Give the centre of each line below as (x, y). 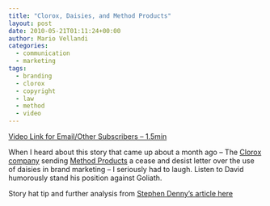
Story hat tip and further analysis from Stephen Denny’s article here (120, 193)
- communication (43, 53)
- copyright (36, 91)
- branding (34, 76)
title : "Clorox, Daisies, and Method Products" (90, 16)
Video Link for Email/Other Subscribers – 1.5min (88, 137)
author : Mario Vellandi (49, 38)
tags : (17, 69)
